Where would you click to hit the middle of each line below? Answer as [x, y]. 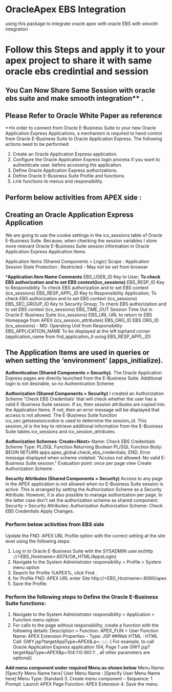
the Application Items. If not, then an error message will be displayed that [82, 410]
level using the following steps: [38, 541]
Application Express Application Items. [46, 251]
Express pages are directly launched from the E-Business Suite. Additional [84, 378]
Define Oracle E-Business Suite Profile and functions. [69, 176]
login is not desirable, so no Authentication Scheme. [60, 384]
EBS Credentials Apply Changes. [40, 511]
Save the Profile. [30, 584]
